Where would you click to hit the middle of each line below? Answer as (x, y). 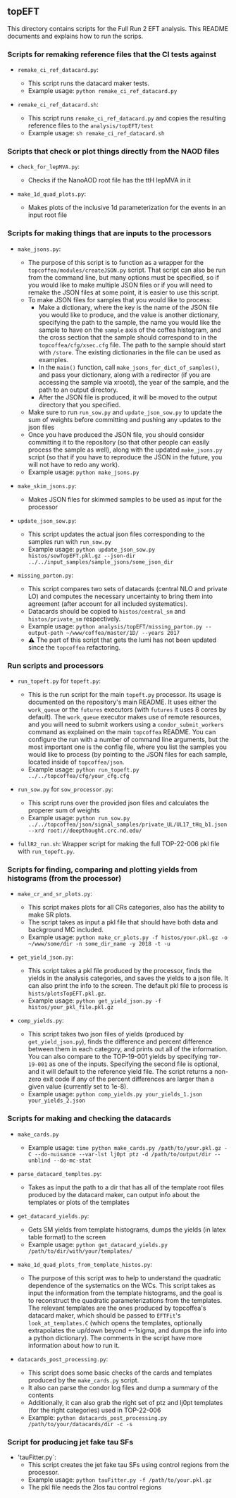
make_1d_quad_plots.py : (52, 194)
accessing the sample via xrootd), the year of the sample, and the (134, 382)
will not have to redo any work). (74, 464)
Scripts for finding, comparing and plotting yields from (103, 869)
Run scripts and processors (56, 665)
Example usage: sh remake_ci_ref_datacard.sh (96, 133)
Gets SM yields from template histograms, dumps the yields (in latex (127, 1230)
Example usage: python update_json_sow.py (92, 549)
